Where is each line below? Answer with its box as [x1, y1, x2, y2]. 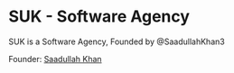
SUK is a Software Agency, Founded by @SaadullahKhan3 [8, 36, 225, 47]
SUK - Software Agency [8, 6, 191, 27]
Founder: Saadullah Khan [8, 53, 102, 64]
